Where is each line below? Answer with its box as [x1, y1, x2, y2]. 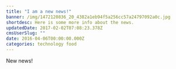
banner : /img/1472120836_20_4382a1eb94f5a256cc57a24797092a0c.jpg [6, 14, 171, 20]
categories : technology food [6, 42, 77, 47]
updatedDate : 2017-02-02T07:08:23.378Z [6, 25, 103, 31]
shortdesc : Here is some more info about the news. [6, 19, 134, 25]
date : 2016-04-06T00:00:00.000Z [6, 36, 85, 42]
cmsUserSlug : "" [6, 30, 45, 36]
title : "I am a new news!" [6, 8, 72, 15]
